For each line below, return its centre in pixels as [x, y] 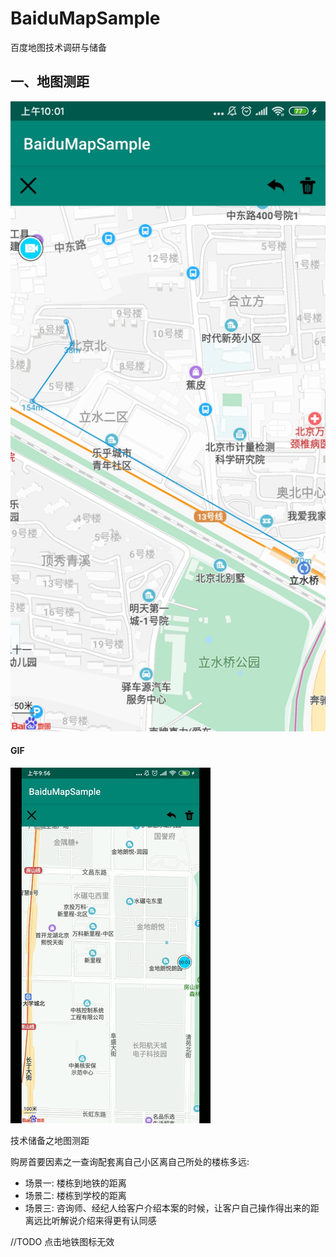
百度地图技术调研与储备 [58, 47]
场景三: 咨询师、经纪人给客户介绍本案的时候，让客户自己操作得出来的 [167, 1208]
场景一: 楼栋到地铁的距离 [75, 1183]
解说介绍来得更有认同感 [108, 1220]
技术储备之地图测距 [50, 1140]
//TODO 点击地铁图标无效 [62, 1241]
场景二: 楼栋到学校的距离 [75, 1195]
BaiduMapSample [85, 18]
